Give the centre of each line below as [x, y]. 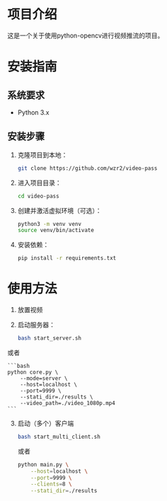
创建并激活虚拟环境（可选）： [59, 210]
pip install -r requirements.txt [67, 258]
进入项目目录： [39, 183]
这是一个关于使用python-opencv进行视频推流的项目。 [86, 35]
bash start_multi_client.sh [59, 437]
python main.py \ [43, 464]
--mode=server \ [44, 378]
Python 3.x [33, 112]
